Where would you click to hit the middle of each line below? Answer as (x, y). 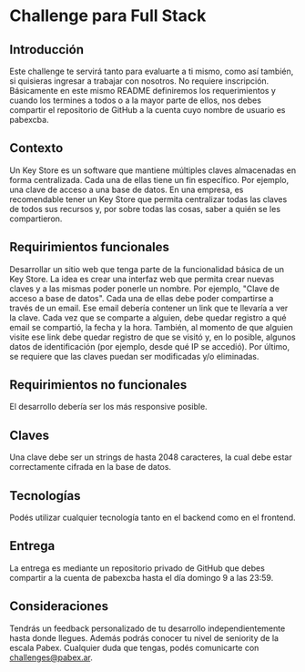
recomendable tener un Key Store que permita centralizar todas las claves (148, 199)
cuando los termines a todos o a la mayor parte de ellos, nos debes (136, 100)
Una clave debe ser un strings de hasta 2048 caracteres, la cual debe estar (151, 457)
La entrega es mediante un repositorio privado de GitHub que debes (137, 568)
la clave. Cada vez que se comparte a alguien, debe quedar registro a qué (148, 317)
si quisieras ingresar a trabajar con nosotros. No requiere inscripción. (139, 81)
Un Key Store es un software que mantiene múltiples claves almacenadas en (153, 170)
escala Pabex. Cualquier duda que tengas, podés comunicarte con (134, 647)
